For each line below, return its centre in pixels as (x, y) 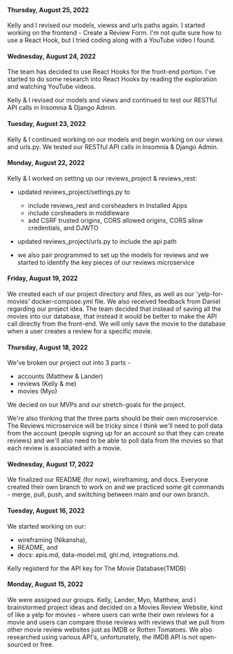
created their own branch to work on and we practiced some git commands (116, 487)
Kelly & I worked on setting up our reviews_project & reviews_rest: (102, 178)
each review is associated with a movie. (65, 448)
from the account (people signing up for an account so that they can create (116, 433)
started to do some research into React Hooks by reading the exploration (112, 79)
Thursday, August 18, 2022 (48, 347)
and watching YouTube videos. (52, 87)
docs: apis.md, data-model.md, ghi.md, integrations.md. (98, 555)
